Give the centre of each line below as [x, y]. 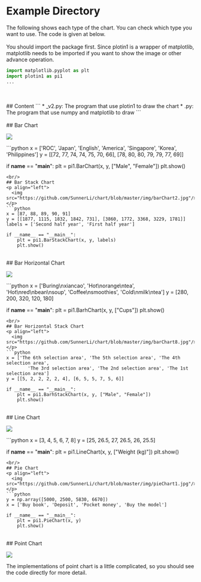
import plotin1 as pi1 [34, 76]
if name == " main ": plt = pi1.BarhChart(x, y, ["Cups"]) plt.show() [86, 310]
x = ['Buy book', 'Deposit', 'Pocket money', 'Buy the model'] [87, 505]
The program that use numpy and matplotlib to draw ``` [74, 112]
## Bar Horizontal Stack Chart [45, 326]
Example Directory [53, 11]
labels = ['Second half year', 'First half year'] [71, 224]
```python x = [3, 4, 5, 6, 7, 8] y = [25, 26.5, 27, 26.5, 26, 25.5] [81, 440]
